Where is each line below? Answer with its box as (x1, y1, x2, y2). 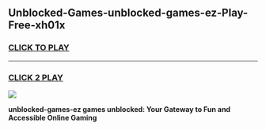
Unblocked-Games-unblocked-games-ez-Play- (8, 6, 249, 20)
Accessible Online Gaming (8, 113, 97, 122)
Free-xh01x (8, 19, 66, 32)
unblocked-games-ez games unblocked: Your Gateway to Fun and (8, 104, 231, 113)
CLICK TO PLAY (8, 43, 70, 54)
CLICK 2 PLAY (8, 72, 63, 83)
